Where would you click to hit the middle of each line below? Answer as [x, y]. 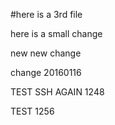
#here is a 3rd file [46, 14]
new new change [46, 53]
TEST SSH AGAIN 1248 [57, 92]
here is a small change [56, 33]
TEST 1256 [32, 111]
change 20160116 [46, 72]
